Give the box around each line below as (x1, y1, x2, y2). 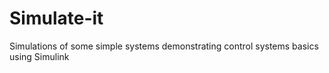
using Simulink (9, 50, 70, 62)
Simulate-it (9, 7, 104, 30)
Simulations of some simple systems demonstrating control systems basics (9, 40, 319, 52)
